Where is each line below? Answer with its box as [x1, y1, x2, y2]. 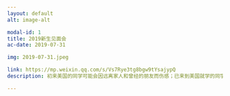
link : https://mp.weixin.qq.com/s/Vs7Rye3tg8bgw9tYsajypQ [7, 67, 176, 73]
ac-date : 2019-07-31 [7, 42, 66, 49]
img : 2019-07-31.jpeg [7, 54, 69, 61]
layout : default [7, 10, 53, 17]
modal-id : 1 [7, 29, 41, 36]
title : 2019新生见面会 [7, 35, 67, 42]
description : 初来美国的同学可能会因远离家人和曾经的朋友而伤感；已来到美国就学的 [7, 73, 216, 80]
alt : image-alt [7, 16, 51, 23]
